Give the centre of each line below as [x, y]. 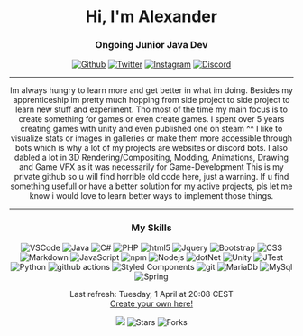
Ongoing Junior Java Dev [151, 45]
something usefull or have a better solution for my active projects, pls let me [151, 186]
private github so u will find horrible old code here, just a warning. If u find [151, 177]
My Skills [151, 228]
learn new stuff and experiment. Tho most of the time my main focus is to [151, 109]
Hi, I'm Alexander [151, 17]
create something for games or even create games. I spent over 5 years [151, 119]
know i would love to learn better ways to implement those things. [151, 196]
